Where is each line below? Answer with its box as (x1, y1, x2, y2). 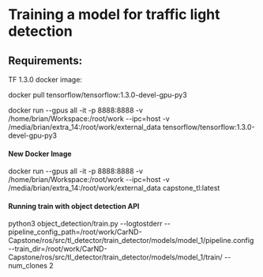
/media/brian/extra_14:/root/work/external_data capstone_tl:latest (8, 184, 220, 193)
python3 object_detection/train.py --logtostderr (8, 219, 163, 229)
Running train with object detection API (8, 201, 140, 211)
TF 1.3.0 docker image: (8, 75, 83, 84)
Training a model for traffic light (8, 6, 220, 24)
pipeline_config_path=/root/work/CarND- (8, 227, 142, 237)
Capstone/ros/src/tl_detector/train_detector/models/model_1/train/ (8, 252, 223, 262)
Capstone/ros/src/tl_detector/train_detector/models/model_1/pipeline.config (8, 236, 254, 245)
